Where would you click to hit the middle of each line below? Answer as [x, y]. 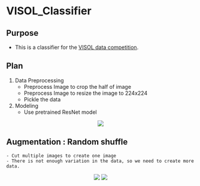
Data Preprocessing [39, 80]
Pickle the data [42, 99]
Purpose [22, 33]
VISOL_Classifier [49, 11]
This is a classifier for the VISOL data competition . [77, 47]
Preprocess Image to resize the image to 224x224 [86, 93]
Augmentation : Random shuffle [67, 142]
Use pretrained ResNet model [60, 112]
